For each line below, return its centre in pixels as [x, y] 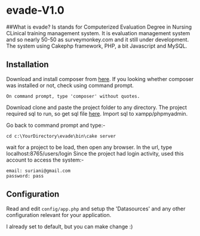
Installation [27, 65]
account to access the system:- [45, 160]
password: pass [25, 176]
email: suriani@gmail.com [38, 170]
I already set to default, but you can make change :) [70, 226]
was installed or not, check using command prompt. [70, 85]
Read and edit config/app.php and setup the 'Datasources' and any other [96, 209]
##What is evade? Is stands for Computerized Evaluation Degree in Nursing [99, 27]
